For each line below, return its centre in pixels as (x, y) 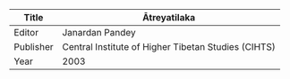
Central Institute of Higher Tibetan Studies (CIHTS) (169, 47)
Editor (26, 32)
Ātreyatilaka (169, 17)
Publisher (34, 47)
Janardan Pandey (99, 32)
